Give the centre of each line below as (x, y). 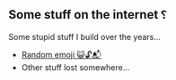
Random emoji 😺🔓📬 (62, 54)
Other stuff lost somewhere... (75, 67)
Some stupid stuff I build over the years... (84, 36)
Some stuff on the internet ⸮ (88, 15)
